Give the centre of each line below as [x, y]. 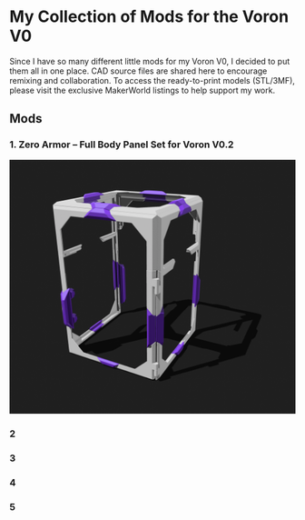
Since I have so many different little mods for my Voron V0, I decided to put [150, 61]
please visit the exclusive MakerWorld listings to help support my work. [142, 90]
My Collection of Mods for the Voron [149, 17]
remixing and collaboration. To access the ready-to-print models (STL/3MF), [152, 80]
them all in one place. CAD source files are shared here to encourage [138, 71]
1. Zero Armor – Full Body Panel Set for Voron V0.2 [122, 145]
